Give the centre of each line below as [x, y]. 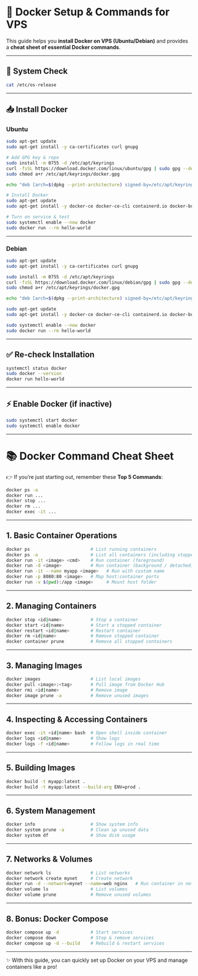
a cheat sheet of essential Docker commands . [63, 47]
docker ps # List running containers [82, 549]
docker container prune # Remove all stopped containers [89, 642]
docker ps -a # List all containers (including [91, 555]
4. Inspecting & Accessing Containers [77, 719]
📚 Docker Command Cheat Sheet [90, 456]
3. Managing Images [44, 666]
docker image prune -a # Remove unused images [77, 695]
